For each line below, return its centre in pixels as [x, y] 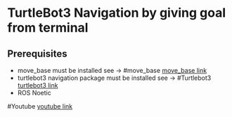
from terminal [48, 28]
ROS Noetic [34, 93]
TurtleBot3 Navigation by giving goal [117, 13]
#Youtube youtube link [40, 106]
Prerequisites [37, 54]
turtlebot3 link [38, 85]
